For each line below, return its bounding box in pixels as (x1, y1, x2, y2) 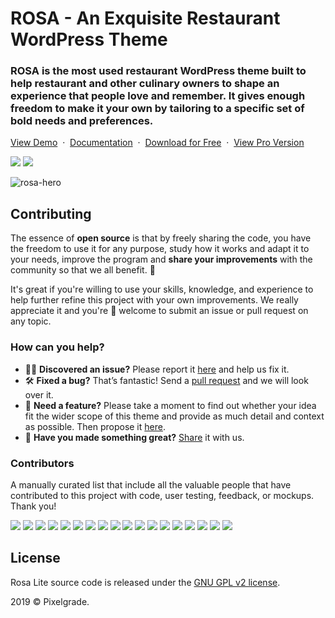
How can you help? (10, 340, 105, 354)
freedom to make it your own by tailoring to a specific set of (10, 102, 305, 116)
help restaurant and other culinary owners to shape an (10, 77, 280, 91)
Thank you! (10, 500, 57, 512)
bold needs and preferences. (10, 114, 154, 128)
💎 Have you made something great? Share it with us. (24, 431, 245, 443)
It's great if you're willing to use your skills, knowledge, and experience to (10, 283, 314, 296)
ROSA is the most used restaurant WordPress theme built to (10, 64, 307, 78)
